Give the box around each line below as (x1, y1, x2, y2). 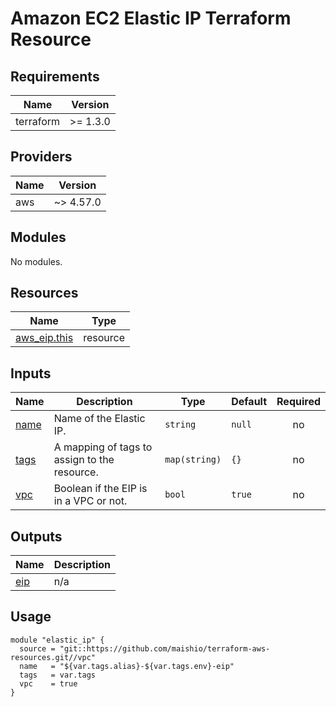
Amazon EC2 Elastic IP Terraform (10, 7, 292, 30)
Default (231, 395, 268, 409)
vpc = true (19, 678, 78, 689)
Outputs (10, 528, 63, 545)
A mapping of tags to (53, 440, 153, 454)
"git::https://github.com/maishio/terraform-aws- (59, 643, 271, 654)
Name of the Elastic (53, 412, 146, 426)
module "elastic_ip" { (10, 635, 105, 645)
